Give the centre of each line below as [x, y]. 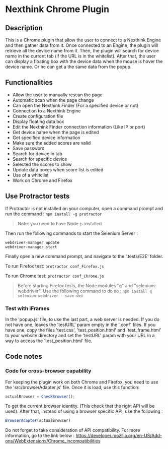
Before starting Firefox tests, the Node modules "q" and [75, 285]
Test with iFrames [27, 308]
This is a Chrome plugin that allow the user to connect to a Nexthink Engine [83, 40]
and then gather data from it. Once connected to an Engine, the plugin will [82, 45]
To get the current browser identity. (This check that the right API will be [80, 406]
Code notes [24, 357]
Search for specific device [40, 159]
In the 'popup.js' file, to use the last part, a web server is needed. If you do [82, 319]
